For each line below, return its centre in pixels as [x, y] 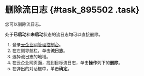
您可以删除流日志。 [24, 24]
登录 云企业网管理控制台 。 [38, 44]
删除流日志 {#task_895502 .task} [72, 10]
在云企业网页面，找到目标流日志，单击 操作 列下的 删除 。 [67, 63]
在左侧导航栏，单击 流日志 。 [40, 51]
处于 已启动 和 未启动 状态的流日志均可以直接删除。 [54, 34]
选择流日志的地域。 [31, 56]
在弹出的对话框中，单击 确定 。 [42, 68]
